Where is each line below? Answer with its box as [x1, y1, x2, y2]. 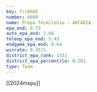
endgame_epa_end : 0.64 [6, 42, 62, 48]
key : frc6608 [6, 8, 38, 15]
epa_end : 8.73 [6, 25, 41, 31]
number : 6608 [6, 14, 38, 20]
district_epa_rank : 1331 [6, 52, 67, 58]
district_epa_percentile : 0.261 [6, 58, 86, 64]
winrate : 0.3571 [6, 47, 46, 53]
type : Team [6, 63, 33, 70]
